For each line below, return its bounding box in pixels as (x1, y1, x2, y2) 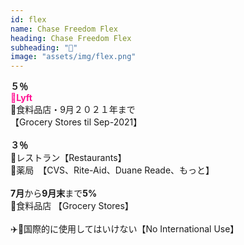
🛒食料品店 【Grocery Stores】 (10, 200, 130, 212)
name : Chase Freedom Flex (10, 24, 118, 34)
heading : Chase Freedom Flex (10, 33, 132, 43)
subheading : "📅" (10, 42, 78, 53)
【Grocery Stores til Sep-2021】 (10, 116, 143, 128)
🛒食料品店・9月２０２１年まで (10, 104, 136, 116)
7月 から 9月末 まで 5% (10, 187, 98, 200)
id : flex (10, 14, 47, 25)
